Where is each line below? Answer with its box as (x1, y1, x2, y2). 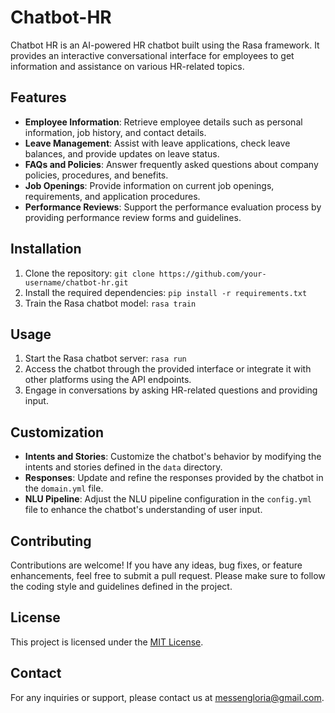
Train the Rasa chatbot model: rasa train (24, 297, 197, 309)
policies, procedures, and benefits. (24, 169, 169, 181)
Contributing (10, 532, 92, 550)
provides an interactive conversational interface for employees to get (10, 49, 295, 61)
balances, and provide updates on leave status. (24, 147, 220, 160)
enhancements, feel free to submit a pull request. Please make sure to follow (10, 570, 326, 581)
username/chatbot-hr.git (24, 277, 129, 288)
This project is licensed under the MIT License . (10, 636, 204, 648)
